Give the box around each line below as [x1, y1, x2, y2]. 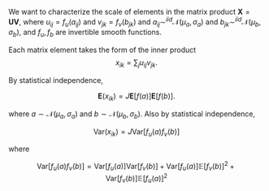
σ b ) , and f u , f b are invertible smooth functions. [8, 28, 163, 39]
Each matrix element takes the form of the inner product [8, 45, 197, 55]
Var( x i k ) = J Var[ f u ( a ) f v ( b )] [93, 126, 180, 138]
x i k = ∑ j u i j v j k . [115, 58, 158, 70]
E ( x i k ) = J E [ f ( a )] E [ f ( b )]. [98, 91, 176, 102]
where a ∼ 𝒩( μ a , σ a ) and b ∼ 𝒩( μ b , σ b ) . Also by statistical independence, [8, 109, 256, 120]
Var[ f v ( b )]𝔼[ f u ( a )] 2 [105, 171, 168, 185]
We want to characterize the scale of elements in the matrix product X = [8, 7, 250, 16]
